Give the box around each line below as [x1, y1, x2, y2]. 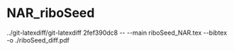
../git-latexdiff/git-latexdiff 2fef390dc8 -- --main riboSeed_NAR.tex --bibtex [6, 28, 228, 37]
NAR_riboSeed [6, 5, 95, 21]
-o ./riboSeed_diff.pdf [6, 35, 70, 44]
